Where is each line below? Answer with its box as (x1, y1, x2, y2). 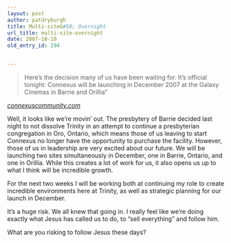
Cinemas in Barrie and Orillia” (23, 88, 108, 96)
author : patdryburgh (7, 17, 67, 23)
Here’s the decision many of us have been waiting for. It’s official (23, 73, 208, 81)
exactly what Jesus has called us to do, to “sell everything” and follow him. (7, 215, 220, 223)
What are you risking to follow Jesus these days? (7, 229, 147, 236)
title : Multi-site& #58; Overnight (7, 23, 107, 30)
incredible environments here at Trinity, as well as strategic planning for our (7, 187, 222, 195)
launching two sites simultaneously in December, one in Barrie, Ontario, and (7, 151, 223, 159)
